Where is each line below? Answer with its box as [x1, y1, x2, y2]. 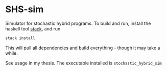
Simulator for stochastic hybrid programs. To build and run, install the [5, 20, 151, 26]
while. [5, 50, 18, 56]
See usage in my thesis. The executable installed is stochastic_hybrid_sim [5, 60, 162, 66]
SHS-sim [5, 4, 44, 15]
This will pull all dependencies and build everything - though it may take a [5, 45, 160, 51]
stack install [5, 35, 36, 41]
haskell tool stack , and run [5, 25, 61, 31]
